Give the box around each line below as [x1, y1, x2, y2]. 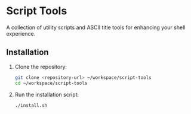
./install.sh [14, 102, 48, 108]
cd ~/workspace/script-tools [14, 80, 88, 86]
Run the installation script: [14, 91, 79, 98]
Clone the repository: [14, 63, 67, 70]
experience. [6, 30, 36, 37]
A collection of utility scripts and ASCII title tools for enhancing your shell [6, 24, 186, 31]
